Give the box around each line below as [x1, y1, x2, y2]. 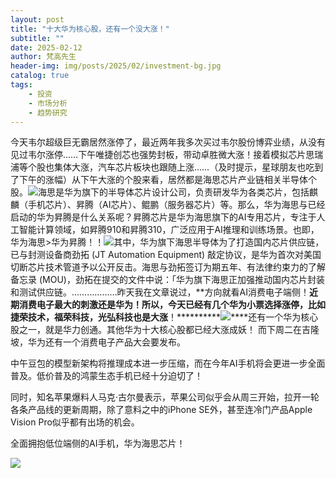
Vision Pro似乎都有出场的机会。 [10, 416, 140, 428]
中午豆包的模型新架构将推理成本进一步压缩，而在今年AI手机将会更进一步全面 [10, 357, 326, 370]
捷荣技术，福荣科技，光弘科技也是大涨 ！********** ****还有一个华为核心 [10, 311, 319, 323]
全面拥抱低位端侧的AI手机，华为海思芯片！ [10, 437, 186, 450]
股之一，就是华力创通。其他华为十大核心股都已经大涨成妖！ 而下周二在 [10, 324, 302, 336]
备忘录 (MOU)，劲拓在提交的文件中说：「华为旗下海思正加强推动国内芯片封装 [10, 274, 325, 286]
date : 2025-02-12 [10, 42, 83, 53]
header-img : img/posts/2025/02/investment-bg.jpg [10, 61, 222, 71]
